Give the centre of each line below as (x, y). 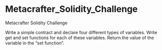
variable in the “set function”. (35, 43)
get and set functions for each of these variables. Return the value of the (80, 38)
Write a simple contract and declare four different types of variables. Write (81, 32)
